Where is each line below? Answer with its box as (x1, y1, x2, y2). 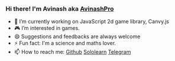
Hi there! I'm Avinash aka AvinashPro (5, 5, 114, 13)
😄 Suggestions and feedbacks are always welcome (14, 33, 141, 40)
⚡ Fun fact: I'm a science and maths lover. (14, 40, 116, 47)
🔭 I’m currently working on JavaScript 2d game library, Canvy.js (14, 18, 170, 25)
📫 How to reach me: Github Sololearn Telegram (14, 49, 131, 56)
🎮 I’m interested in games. (14, 25, 80, 32)
